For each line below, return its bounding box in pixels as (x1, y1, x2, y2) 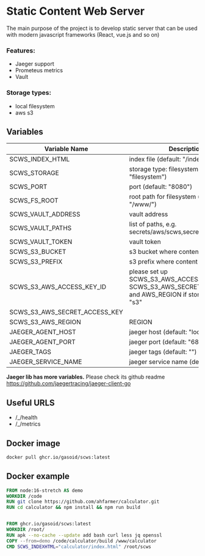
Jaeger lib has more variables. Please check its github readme (6, 373, 165, 380)
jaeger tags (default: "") (129, 347, 197, 356)
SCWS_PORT (9, 182, 48, 191)
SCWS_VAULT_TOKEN (9, 237, 73, 246)
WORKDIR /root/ (6, 527, 45, 533)
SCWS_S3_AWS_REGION (9, 318, 81, 327)
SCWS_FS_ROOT (9, 196, 59, 205)
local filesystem (15, 102, 55, 109)
